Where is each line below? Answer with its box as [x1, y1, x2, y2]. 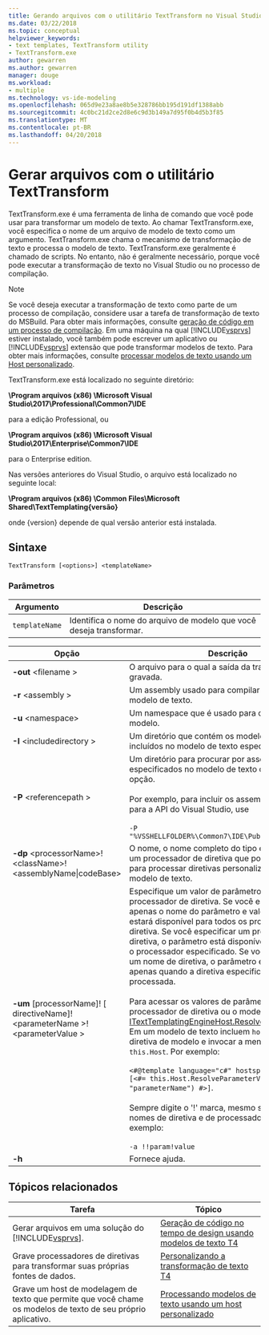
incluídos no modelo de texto [129, 740, 239, 752]
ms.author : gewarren [8, 64, 78, 72]
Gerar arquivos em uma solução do [12, 1223, 144, 1234]
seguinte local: [8, 478, 57, 487]
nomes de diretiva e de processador [129, 1111, 266, 1123]
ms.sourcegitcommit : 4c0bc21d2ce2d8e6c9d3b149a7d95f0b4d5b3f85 [8, 109, 224, 117]
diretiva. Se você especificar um [129, 926, 251, 937]
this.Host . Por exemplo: [129, 1046, 220, 1057]
